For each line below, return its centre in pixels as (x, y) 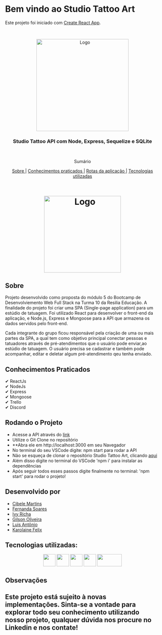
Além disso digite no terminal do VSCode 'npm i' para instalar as (77, 461)
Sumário (82, 162)
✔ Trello (13, 402)
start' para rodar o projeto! (39, 476)
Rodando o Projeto (34, 423)
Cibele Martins (27, 503)
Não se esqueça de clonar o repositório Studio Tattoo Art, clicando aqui (85, 455)
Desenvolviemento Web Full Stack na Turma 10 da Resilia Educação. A (76, 303)
